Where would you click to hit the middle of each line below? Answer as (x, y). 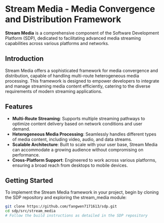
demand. (21, 129)
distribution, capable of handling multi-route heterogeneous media (72, 76)
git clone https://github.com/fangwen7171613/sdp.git (61, 206)
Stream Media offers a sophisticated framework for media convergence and (82, 70)
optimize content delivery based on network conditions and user (77, 124)
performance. (26, 155)
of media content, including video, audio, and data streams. (72, 139)
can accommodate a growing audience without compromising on (78, 150)
